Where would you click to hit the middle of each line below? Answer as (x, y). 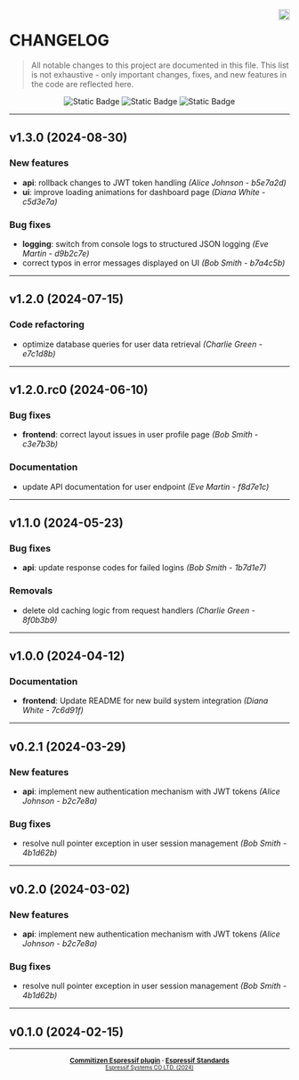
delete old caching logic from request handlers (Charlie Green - (138, 610)
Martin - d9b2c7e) (56, 253)
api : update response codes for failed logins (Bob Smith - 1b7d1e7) (144, 568)
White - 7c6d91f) (53, 710)
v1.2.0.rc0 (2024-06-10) (79, 390)
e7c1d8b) (39, 353)
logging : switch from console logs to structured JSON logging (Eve (145, 243)
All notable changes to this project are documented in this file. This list (160, 65)
